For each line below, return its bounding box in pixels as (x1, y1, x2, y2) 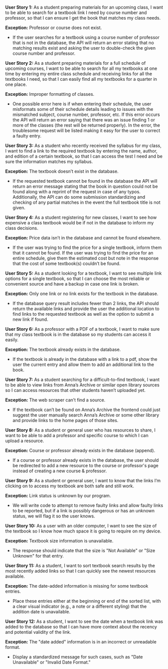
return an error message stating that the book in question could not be (12, 183, 158, 189)
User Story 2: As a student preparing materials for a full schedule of (5, 60, 146, 66)
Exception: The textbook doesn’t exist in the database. (5, 168, 119, 174)
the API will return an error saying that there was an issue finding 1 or (12, 117, 155, 122)
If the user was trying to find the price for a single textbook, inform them (12, 244, 162, 250)
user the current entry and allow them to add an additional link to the (12, 361, 154, 367)
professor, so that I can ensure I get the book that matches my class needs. (5, 15, 161, 21)
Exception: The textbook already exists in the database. (5, 346, 121, 352)
